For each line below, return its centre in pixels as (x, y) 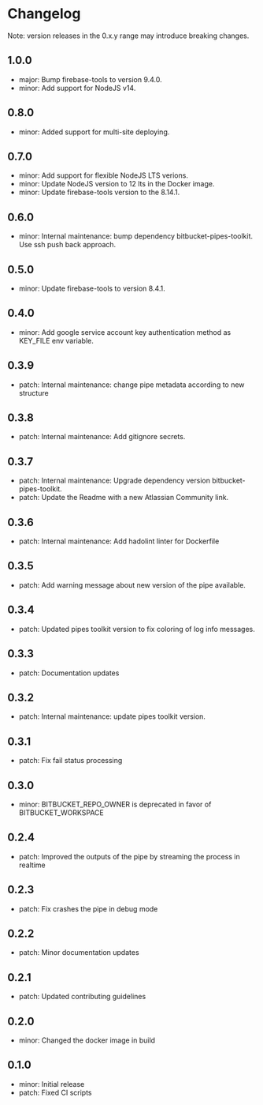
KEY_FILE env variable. (56, 340)
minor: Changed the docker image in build (87, 1040)
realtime (32, 865)
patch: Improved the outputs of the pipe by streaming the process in (130, 856)
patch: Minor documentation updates (79, 953)
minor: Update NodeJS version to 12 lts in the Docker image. (117, 184)
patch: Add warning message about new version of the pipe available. (132, 584)
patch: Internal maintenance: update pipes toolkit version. (112, 716)
